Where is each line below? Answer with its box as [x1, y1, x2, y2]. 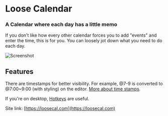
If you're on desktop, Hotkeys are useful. [5, 96, 89, 102]
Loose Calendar [5, 3, 73, 15]
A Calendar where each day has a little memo [5, 21, 117, 28]
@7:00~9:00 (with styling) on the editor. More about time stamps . [5, 86, 141, 92]
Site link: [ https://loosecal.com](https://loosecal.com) [5, 105, 115, 111]
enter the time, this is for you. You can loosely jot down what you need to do [5, 38, 162, 44]
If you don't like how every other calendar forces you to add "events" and [5, 32, 157, 38]
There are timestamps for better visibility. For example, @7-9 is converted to [5, 81, 163, 87]
